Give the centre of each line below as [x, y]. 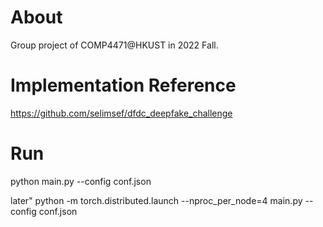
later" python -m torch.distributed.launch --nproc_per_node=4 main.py [156, 200]
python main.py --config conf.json [81, 181]
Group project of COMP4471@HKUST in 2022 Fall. [114, 45]
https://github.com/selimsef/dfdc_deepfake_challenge [121, 113]
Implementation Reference [123, 85]
